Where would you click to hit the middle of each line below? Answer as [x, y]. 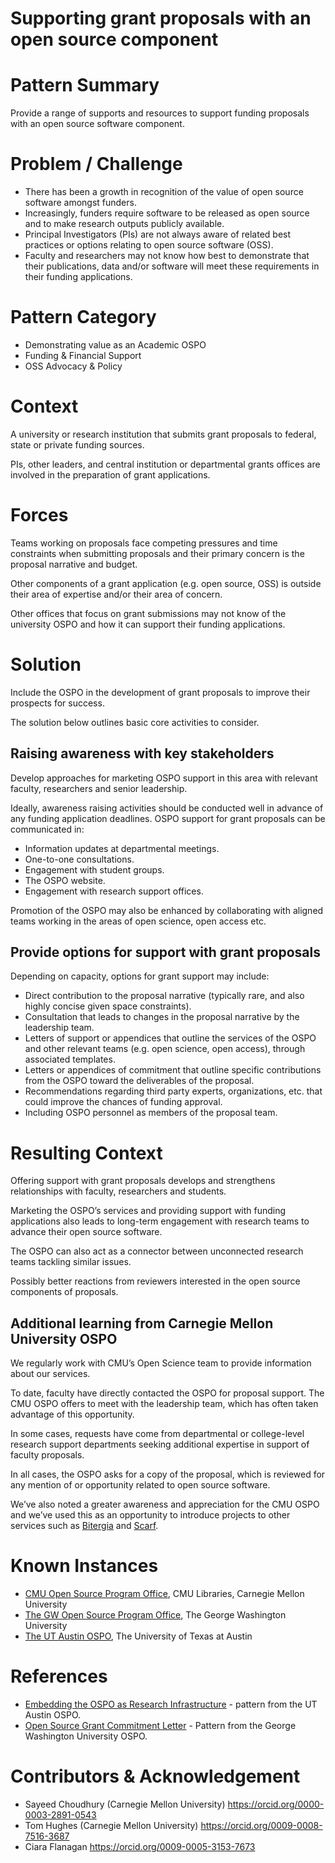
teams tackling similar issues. [71, 1262]
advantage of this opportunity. [72, 1414]
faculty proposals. [47, 1455]
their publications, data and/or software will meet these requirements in [172, 266]
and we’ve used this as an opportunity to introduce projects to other [150, 1515]
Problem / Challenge [96, 164]
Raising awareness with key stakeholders [142, 753]
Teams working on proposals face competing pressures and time [144, 543]
